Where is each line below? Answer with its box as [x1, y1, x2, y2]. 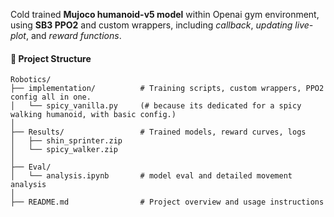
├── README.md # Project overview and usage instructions [10, 197, 325, 208]
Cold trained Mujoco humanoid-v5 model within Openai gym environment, [10, 9, 320, 20]
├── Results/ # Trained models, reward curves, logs [10, 127, 307, 138]
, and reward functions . [25, 30, 122, 41]
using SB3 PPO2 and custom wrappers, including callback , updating [10, 19, 293, 31]
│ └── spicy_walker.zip [10, 145, 118, 155]
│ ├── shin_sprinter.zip [10, 136, 123, 146]
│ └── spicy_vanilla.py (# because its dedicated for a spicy [10, 101, 302, 111]
